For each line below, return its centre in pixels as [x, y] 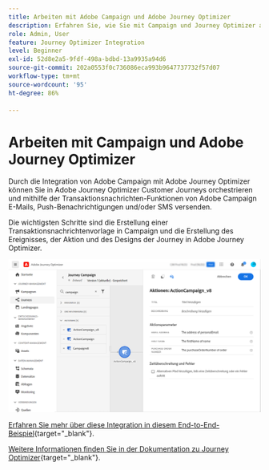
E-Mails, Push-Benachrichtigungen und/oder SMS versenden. [110, 207]
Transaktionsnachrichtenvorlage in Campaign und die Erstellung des [121, 231]
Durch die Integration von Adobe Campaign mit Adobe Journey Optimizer [129, 181]
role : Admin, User [39, 34]
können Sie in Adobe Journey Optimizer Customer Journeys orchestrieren [131, 190]
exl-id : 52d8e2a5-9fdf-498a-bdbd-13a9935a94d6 [87, 59]
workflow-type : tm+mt [44, 76]
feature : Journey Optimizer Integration [77, 43]
